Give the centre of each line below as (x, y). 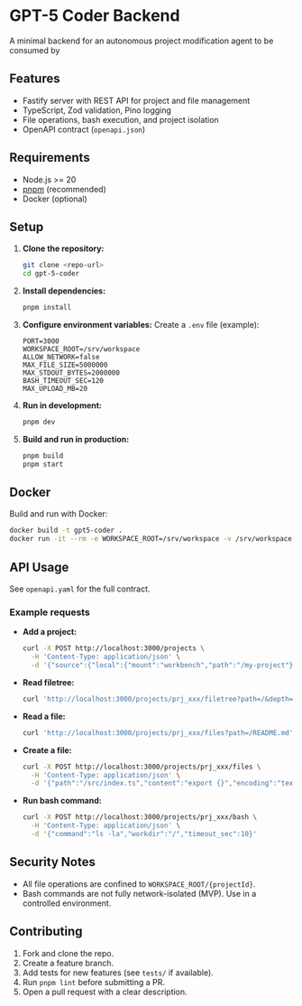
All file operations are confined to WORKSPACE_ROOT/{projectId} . (139, 884)
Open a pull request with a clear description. (105, 992)
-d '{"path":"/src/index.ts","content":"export (122, 783)
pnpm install (47, 308)
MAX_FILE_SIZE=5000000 (65, 365)
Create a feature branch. (68, 963)
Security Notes (53, 862)
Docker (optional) (55, 199)
